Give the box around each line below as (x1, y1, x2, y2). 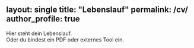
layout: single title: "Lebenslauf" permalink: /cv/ (6, 5, 189, 15)
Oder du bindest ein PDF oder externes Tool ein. (6, 36, 125, 43)
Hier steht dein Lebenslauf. (6, 30, 72, 37)
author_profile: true (6, 14, 80, 24)
